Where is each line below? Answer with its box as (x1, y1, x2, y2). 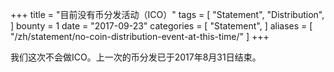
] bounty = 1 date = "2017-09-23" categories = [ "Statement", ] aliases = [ (10, 20, 313, 32)
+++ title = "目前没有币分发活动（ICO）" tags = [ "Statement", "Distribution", (10, 9, 325, 20)
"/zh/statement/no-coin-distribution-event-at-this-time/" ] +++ (10, 31, 270, 42)
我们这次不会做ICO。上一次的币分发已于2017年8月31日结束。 (10, 51, 262, 63)
